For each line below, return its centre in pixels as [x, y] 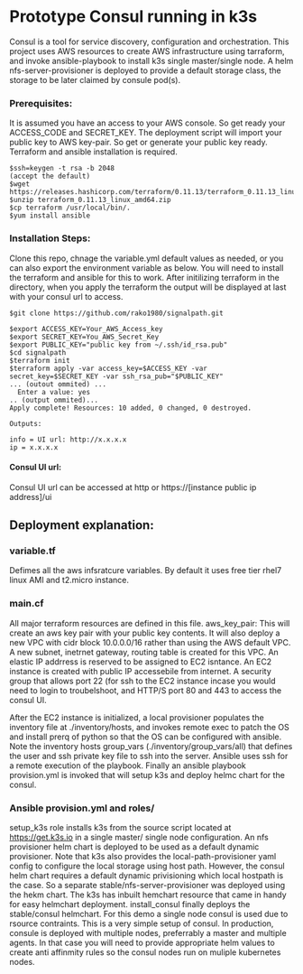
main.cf [27, 604]
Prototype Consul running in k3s [133, 17]
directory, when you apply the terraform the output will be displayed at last [148, 287]
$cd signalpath [38, 352]
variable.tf [32, 551]
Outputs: [26, 423]
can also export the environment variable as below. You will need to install [147, 267]
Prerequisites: [41, 103]
